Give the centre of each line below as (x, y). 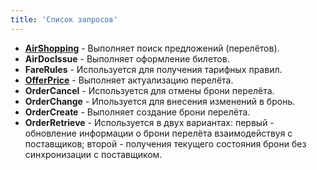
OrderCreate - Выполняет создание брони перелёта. (137, 112)
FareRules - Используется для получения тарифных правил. (153, 69)
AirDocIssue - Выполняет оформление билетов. (127, 58)
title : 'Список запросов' (64, 19)
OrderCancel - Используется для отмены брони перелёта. (149, 90)
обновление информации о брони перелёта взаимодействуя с (158, 133)
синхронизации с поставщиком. (93, 154)
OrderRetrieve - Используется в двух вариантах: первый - (149, 122)
